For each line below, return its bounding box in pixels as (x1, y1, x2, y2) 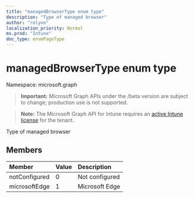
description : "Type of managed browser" (6, 14, 108, 20)
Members (6, 145, 43, 155)
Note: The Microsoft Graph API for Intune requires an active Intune (20, 110, 183, 117)
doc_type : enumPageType (6, 36, 65, 42)
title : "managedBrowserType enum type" (6, 8, 105, 15)
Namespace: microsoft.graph (6, 81, 77, 88)
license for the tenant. (20, 116, 75, 124)
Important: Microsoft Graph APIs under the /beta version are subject (20, 92, 188, 99)
